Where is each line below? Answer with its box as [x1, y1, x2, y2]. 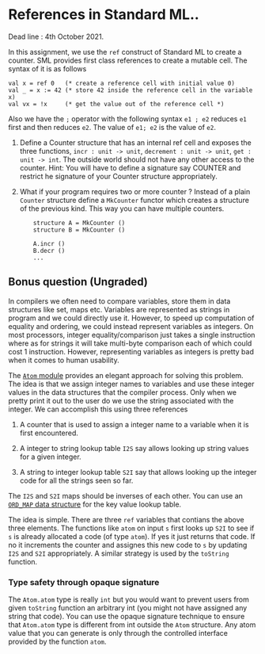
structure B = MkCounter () [32, 226, 126, 234]
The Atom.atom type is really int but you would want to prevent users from [8, 595, 249, 604]
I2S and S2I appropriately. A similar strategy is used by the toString [8, 549, 229, 558]
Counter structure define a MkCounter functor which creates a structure [19, 195, 249, 205]
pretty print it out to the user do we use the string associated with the [8, 396, 234, 405]
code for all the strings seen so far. [19, 476, 134, 485]
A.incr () [32, 239, 66, 247]
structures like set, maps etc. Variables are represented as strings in [8, 304, 230, 314]
